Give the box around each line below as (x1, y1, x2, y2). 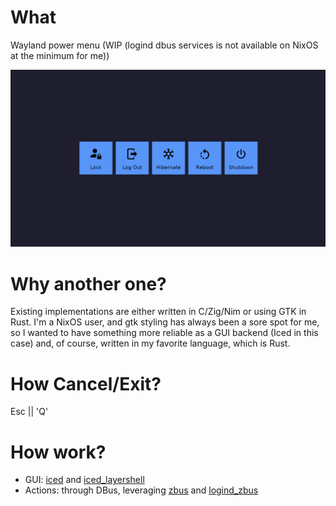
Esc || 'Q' (10, 406, 49, 418)
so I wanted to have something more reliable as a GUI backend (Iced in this (10, 327, 319, 339)
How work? (10, 441, 107, 463)
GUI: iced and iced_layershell (24, 474, 145, 486)
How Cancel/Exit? (10, 372, 162, 395)
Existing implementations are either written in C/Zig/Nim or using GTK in (10, 306, 307, 318)
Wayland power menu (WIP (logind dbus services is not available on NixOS (10, 39, 319, 51)
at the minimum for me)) (10, 49, 110, 61)
